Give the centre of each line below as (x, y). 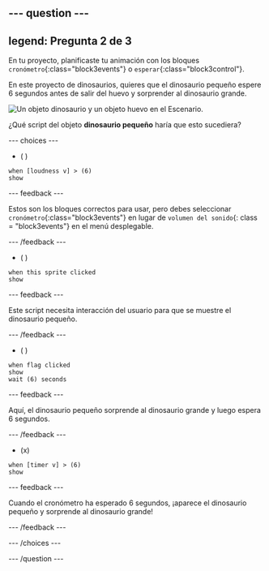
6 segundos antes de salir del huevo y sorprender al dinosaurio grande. (128, 93)
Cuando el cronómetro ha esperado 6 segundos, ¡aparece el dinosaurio (128, 503)
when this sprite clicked (52, 273)
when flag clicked (39, 365)
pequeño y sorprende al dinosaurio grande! (81, 512)
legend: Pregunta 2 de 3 (70, 41)
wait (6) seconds (38, 380)
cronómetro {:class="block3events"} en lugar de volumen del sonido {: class (133, 217)
